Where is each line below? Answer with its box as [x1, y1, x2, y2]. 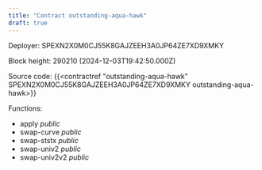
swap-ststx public [19, 135, 79, 145]
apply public [19, 119, 61, 128]
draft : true [8, 19, 48, 27]
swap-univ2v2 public [19, 152, 90, 162]
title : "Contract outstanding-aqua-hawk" [8, 11, 148, 20]
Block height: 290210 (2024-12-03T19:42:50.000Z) [8, 56, 176, 66]
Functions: [8, 104, 43, 113]
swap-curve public [19, 127, 82, 137]
